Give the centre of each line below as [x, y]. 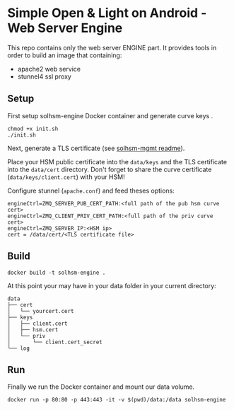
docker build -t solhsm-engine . [57, 273]
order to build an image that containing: [65, 55]
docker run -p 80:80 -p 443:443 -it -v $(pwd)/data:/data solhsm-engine [117, 400]
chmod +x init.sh [33, 129]
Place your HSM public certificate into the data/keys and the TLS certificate [117, 161]
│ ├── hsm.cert [33, 330]
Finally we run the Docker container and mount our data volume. [101, 387]
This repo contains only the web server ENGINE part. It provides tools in [112, 47]
